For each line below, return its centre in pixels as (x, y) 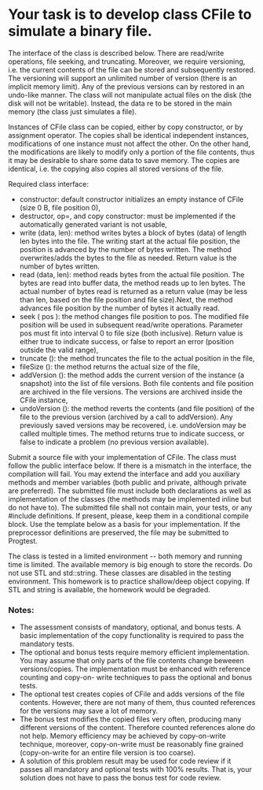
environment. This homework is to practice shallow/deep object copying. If (129, 581)
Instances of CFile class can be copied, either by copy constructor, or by (126, 127)
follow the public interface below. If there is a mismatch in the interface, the (130, 465)
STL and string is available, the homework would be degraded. (109, 589)
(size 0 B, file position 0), (60, 207)
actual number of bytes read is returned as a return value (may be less (133, 291)
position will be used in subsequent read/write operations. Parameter (131, 325)
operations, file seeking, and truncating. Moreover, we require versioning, (127, 61)
